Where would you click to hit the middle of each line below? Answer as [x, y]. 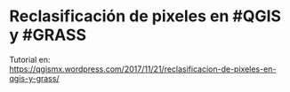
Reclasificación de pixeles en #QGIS [145, 16]
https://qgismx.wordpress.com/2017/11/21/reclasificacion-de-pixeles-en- [143, 69]
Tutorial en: [30, 59]
